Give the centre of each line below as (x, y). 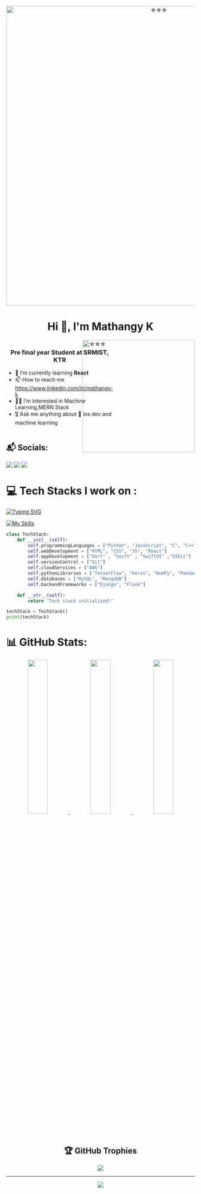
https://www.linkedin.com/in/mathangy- (64, 388)
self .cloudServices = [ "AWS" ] (65, 568)
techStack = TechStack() (37, 612)
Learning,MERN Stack (42, 407)
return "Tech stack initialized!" (71, 601)
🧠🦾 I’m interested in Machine (50, 401)
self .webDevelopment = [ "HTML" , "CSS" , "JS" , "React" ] (98, 551)
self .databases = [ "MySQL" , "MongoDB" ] (77, 579)
